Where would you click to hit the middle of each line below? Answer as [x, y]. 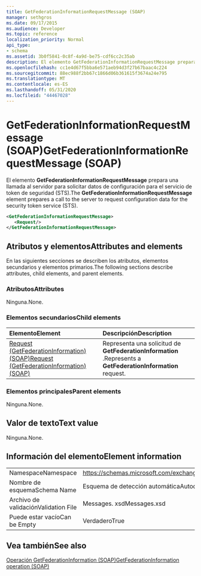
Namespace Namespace [43, 473]
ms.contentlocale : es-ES [37, 85]
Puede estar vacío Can [40, 517]
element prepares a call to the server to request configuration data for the [97, 199]
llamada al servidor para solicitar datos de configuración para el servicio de [99, 186]
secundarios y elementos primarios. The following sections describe [90, 267]
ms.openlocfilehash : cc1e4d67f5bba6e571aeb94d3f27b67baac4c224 [87, 67]
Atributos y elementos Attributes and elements [95, 246]
